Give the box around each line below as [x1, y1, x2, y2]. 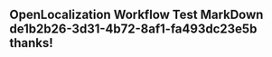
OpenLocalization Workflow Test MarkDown [9, 7, 264, 23]
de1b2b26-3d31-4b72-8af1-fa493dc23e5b [9, 22, 258, 37]
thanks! [9, 35, 54, 51]
